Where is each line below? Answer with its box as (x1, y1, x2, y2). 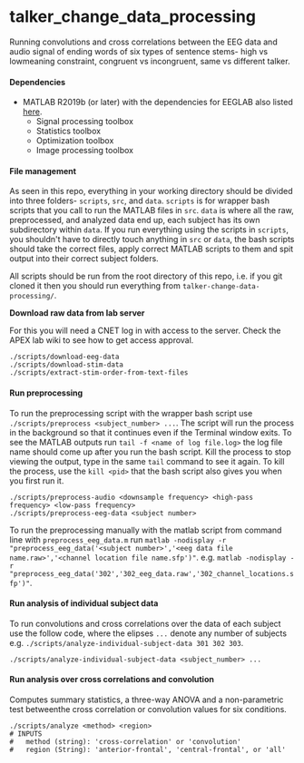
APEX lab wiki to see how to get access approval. (9, 335, 194, 346)
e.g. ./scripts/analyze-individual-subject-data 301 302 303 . (9, 637, 244, 648)
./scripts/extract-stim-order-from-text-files (9, 368, 189, 377)
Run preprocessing (9, 387, 83, 398)
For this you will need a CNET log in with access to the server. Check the (9, 325, 281, 337)
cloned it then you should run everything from (9, 280, 181, 291)
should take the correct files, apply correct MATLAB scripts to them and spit (9, 243, 294, 255)
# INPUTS (9, 729, 43, 739)
